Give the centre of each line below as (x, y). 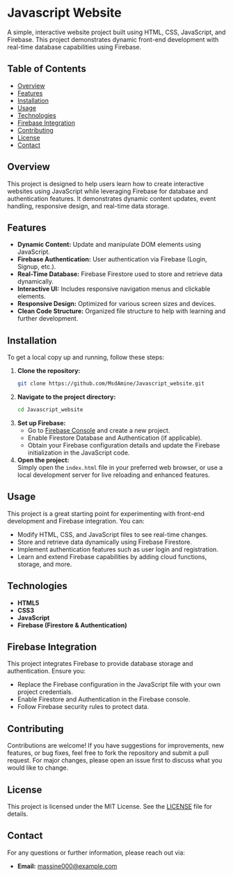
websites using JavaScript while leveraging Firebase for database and (108, 191)
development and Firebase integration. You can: (76, 521)
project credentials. (45, 692)
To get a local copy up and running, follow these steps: (86, 358)
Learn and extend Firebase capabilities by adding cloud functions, (112, 556)
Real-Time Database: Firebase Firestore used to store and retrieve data (120, 274)
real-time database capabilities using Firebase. (74, 47)
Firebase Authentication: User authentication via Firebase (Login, (112, 259)
